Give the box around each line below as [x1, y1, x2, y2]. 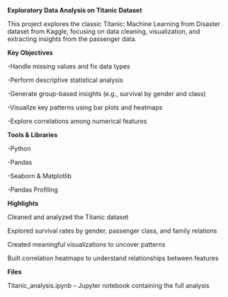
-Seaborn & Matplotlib [7, 172, 72, 180]
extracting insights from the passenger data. [7, 35, 137, 43]
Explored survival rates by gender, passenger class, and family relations [7, 226, 217, 235]
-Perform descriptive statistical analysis [7, 76, 124, 84]
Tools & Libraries [7, 131, 58, 139]
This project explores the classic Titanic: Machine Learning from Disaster [7, 20, 221, 28]
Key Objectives [7, 49, 53, 57]
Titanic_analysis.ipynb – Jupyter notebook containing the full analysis [7, 281, 210, 289]
